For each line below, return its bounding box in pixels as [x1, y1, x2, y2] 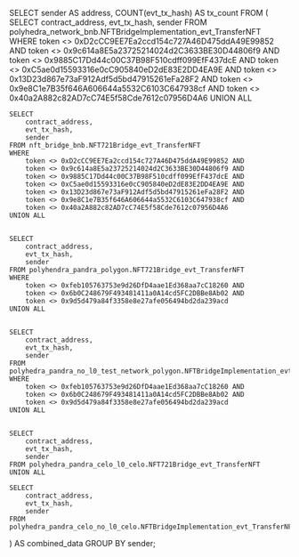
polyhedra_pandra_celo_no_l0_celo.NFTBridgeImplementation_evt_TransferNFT [9, 522, 296, 531]
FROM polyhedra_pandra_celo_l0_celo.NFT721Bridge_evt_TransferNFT [9, 460, 261, 469]
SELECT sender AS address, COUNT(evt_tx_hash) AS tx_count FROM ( [9, 8, 269, 18]
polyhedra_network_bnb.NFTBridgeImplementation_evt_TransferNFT [9, 27, 262, 36]
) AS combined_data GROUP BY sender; [9, 538, 156, 548]
